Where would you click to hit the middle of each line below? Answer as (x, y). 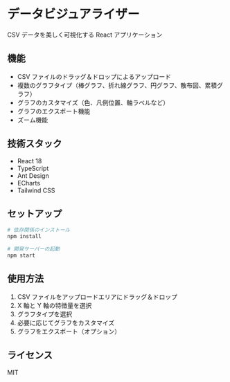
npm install (24, 237)
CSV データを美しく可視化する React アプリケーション (85, 35)
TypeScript (33, 168)
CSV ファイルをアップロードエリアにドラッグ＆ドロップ (97, 297)
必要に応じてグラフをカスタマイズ (66, 322)
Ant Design (33, 175)
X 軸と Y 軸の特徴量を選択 (54, 305)
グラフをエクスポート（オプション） (69, 331)
